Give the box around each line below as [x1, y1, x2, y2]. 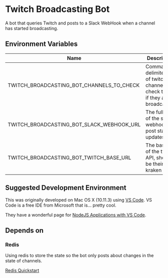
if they [145, 94, 160, 101]
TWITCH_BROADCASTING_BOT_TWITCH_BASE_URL [7, 154, 131, 161]
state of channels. [5, 258, 42, 264]
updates [145, 133, 165, 140]
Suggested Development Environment [5, 184, 126, 192]
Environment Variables [5, 40, 78, 48]
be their [145, 160, 164, 167]
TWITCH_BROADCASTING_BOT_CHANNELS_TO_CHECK [7, 81, 140, 88]
